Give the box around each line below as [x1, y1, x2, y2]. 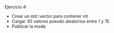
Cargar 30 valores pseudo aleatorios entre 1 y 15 [11, 19, 110, 24]
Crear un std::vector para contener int [11, 13, 88, 19]
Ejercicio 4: [4, 4, 27, 10]
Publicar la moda [11, 23, 46, 29]
